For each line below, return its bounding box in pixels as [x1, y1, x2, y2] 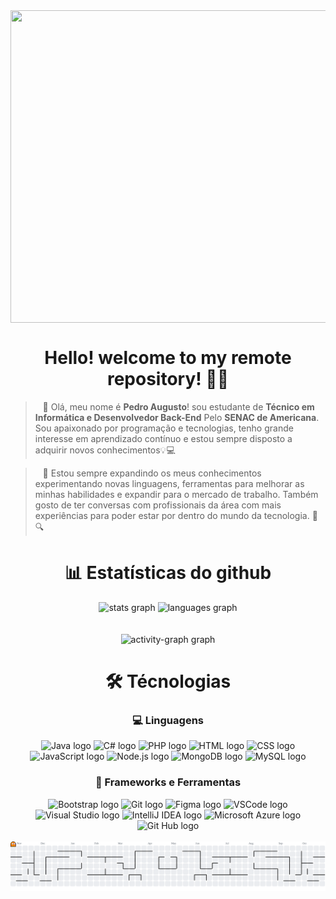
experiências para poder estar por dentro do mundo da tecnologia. [34, 509, 310, 521]
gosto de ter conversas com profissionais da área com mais [34, 499, 282, 511]
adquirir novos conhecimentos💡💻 [34, 444, 176, 456]
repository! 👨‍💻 [106, 368, 230, 391]
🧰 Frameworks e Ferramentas [94, 775, 242, 789]
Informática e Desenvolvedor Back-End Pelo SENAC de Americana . [34, 411, 320, 423]
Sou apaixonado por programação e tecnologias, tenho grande [34, 422, 294, 434]
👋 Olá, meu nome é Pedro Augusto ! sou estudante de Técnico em [42, 400, 315, 413]
